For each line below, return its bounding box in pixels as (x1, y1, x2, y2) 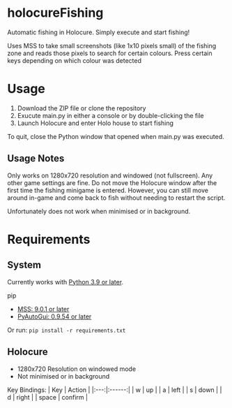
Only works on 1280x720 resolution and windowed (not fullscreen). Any (7, 171, 213, 180)
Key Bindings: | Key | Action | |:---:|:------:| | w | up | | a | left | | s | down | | (7, 386, 222, 394)
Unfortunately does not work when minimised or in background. (7, 207, 191, 215)
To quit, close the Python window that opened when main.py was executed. (7, 132, 224, 140)
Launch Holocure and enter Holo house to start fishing (17, 119, 174, 127)
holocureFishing (7, 5, 104, 21)
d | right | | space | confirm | (7, 393, 88, 401)
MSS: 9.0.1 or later (17, 305, 70, 313)
